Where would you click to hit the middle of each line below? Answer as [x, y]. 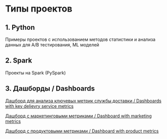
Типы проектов [39, 9]
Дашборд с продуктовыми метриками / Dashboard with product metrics [82, 131]
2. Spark [19, 61]
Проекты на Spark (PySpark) [36, 73]
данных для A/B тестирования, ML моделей [52, 45]
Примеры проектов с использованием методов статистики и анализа [80, 39]
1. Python [20, 27]
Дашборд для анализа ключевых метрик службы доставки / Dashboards [83, 101]
